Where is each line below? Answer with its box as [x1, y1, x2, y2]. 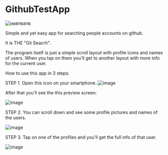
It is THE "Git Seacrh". [5, 39, 51, 46]
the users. [5, 115, 26, 121]
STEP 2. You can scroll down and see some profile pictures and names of [5, 109, 158, 115]
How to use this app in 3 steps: [5, 70, 70, 76]
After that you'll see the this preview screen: [5, 89, 97, 95]
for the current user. [5, 60, 47, 66]
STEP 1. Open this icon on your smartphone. [5, 80, 97, 86]
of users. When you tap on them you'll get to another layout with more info [5, 55, 160, 61]
